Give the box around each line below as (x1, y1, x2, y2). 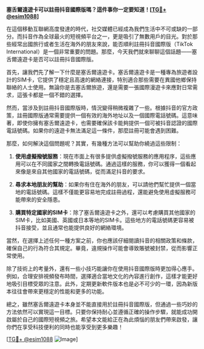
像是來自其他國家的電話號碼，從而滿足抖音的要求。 (20, 168, 149, 175)
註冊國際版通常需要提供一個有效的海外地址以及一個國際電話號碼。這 (16, 112, 187, 119)
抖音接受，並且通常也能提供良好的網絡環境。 (15, 224, 127, 231)
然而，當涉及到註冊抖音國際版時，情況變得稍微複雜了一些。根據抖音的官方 (6, 104, 192, 111)
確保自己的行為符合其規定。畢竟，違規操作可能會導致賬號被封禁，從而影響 (6, 245, 192, 251)
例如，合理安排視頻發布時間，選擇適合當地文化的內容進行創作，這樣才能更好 (6, 273, 198, 280)
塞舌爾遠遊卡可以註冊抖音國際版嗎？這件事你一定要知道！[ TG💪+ (6, 6, 167, 13)
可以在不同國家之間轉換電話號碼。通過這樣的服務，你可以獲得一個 (20, 160, 186, 168)
